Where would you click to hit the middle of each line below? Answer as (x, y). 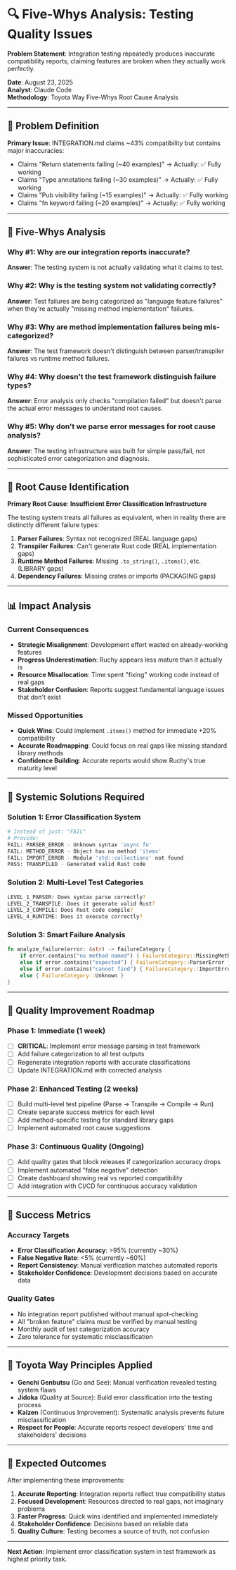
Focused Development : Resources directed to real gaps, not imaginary (120, 1502)
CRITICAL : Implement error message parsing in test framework (109, 1046)
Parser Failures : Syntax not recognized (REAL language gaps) (107, 539)
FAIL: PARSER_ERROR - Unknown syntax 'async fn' (80, 845)
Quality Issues (50, 34)
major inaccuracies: (36, 150)
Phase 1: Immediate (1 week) (57, 1031)
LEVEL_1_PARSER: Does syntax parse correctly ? (77, 897)
